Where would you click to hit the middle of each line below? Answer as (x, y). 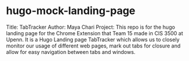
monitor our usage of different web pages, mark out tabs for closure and (93, 46)
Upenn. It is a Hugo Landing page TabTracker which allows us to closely (93, 39)
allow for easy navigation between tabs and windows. (71, 52)
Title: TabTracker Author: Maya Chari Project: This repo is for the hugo (91, 27)
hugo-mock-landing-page (71, 11)
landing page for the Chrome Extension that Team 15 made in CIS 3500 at (94, 33)
